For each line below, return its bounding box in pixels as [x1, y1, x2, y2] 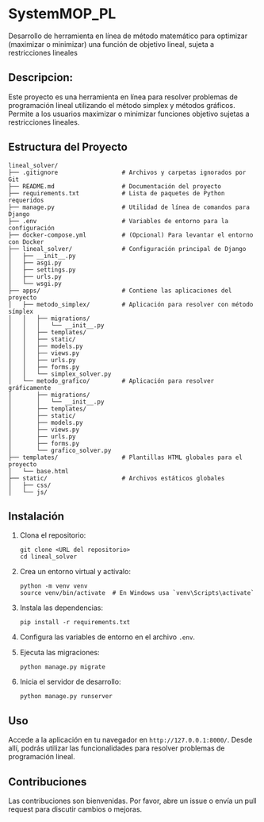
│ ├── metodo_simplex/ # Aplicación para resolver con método [8, 300, 254, 308]
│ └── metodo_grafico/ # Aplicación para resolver [8, 376, 215, 385]
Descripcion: [8, 71, 74, 84]
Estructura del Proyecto [8, 141, 128, 154]
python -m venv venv [19, 582, 88, 590]
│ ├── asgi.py [8, 259, 62, 267]
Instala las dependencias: [19, 603, 103, 612]
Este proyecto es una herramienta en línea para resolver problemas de [8, 92, 238, 102]
